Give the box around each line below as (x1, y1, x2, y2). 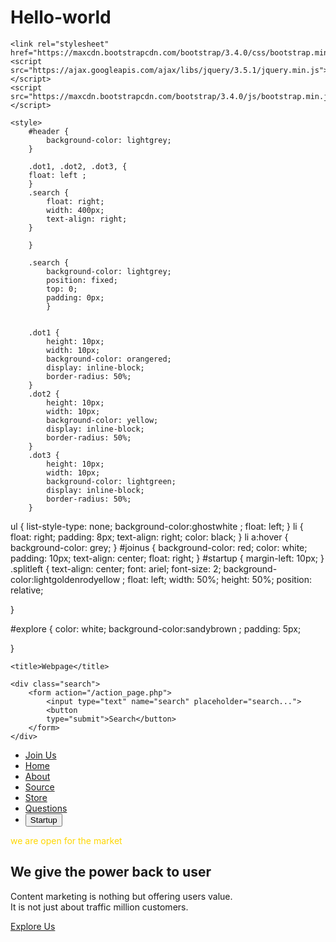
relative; (10, 584, 44, 596)
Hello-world (10, 6, 112, 29)
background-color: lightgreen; (46, 476, 177, 486)
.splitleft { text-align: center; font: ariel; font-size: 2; (10, 562, 222, 575)
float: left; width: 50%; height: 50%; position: (127, 573, 312, 585)
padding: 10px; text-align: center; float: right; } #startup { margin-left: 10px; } (10, 552, 325, 564)
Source (24, 781, 55, 793)
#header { (28, 126, 70, 136)
